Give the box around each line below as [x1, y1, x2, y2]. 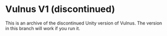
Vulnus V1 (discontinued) [5, 3, 115, 15]
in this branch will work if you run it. [5, 25, 81, 31]
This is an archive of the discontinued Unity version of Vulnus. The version [5, 20, 162, 26]
